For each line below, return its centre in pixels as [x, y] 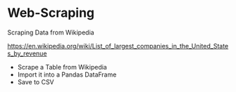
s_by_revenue [27, 53]
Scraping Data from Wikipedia [51, 32]
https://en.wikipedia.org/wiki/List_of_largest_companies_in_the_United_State [118, 46]
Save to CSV [36, 81]
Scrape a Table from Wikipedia [62, 67]
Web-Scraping [51, 13]
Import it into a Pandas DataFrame [67, 74]
